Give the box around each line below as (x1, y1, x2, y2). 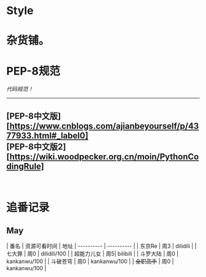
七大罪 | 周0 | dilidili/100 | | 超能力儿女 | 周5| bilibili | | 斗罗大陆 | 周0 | (6, 250, 179, 257)
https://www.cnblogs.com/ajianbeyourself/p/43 (9, 121, 199, 131)
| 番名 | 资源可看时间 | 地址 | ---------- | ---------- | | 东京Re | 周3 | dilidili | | (6, 243, 197, 250)
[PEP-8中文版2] (6, 142, 66, 152)
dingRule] (6, 161, 44, 172)
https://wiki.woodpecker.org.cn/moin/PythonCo (9, 151, 199, 162)
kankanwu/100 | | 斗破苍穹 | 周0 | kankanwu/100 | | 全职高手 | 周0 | (6, 258, 174, 265)
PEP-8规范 (6, 64, 61, 78)
